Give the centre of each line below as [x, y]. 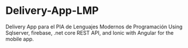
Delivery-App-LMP [52, 11]
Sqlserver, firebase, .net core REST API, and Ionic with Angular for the [90, 32]
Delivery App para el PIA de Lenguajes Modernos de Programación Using [94, 27]
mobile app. [20, 39]
